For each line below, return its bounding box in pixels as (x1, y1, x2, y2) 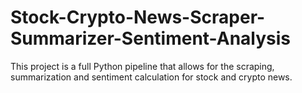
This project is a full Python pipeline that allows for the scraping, (10, 60, 275, 72)
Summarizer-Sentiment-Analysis (10, 27, 292, 50)
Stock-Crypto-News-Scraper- (10, 6, 266, 29)
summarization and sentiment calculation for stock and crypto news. (10, 71, 293, 83)
